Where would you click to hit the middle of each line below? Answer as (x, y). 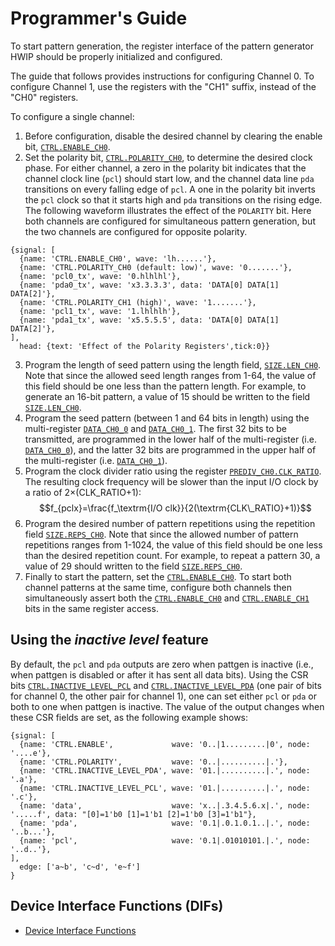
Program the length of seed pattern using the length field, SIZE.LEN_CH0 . (173, 364)
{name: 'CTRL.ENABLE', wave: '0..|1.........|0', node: (165, 744)
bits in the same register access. (91, 608)
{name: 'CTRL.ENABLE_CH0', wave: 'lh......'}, (118, 258)
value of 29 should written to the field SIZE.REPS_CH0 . (133, 566)
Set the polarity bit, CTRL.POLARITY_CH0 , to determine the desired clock (168, 157)
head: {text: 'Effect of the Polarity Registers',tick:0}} (145, 346)
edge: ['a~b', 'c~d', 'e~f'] (80, 867)
